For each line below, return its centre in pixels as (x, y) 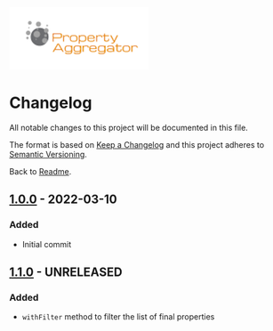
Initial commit (47, 244)
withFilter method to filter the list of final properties (118, 317)
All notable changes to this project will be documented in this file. (129, 127)
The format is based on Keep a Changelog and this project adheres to (137, 144)
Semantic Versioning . (48, 154)
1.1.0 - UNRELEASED (66, 273)
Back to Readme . (40, 171)
